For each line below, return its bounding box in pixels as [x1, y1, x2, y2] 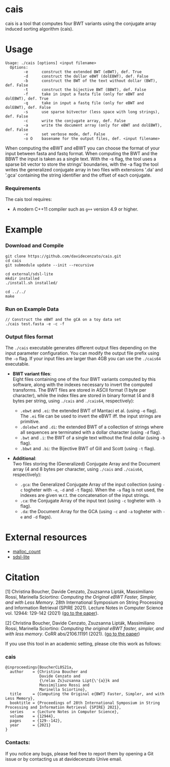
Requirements [5, 185, 41, 192]
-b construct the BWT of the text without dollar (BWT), [23, 78, 158, 83]
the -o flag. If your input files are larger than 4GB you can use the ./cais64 [5, 356, 161, 362]
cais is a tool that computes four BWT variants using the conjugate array [5, 20, 156, 26]
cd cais [5, 258, 22, 263]
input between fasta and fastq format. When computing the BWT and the [5, 150, 158, 156]
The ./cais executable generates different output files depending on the [5, 345, 157, 351]
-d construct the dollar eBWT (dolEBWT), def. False [23, 74, 149, 79]
